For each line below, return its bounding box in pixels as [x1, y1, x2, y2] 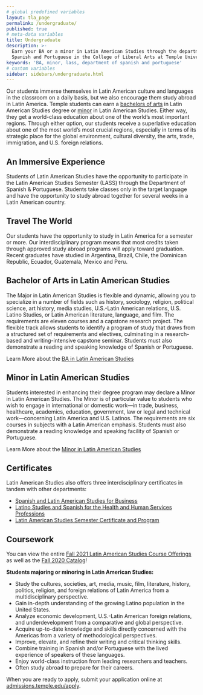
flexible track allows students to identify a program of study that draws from [6, 324, 196, 331]
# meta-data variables [6, 32, 63, 38]
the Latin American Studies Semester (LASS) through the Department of [6, 180, 185, 187]
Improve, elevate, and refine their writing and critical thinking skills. [14, 638, 182, 646]
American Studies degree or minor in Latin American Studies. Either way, [6, 107, 187, 114]
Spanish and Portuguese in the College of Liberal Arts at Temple [11, 54, 182, 60]
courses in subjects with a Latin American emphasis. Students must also [6, 421, 186, 428]
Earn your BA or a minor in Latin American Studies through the [11, 49, 177, 55]
